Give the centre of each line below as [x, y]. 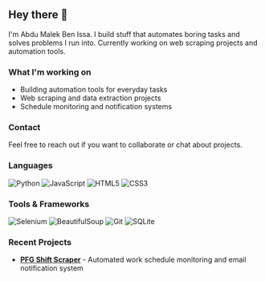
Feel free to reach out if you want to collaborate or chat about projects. [125, 145]
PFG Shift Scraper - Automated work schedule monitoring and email [133, 260]
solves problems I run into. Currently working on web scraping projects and [133, 43]
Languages [31, 165]
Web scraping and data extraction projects [90, 98]
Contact [24, 128]
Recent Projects [40, 242]
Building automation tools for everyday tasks [94, 90]
